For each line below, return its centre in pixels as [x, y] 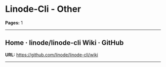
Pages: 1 [14, 23]
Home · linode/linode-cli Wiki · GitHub [64, 43]
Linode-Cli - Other [43, 9]
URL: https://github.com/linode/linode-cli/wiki [52, 55]
